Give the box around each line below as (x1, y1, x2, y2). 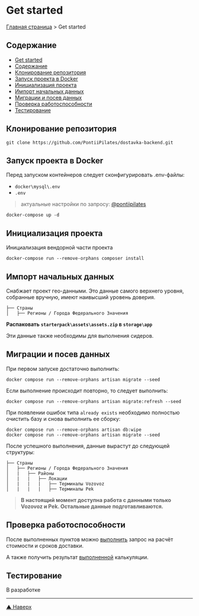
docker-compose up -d (6, 212, 60, 218)
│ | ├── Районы (6, 470, 54, 477)
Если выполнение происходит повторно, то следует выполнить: (6, 387, 168, 394)
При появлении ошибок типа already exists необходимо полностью (6, 409, 180, 416)
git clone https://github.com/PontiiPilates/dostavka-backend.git (6, 139, 174, 145)
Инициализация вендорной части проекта (6, 244, 113, 251)
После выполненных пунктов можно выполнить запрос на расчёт (6, 535, 174, 543)
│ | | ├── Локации (6, 475, 68, 481)
